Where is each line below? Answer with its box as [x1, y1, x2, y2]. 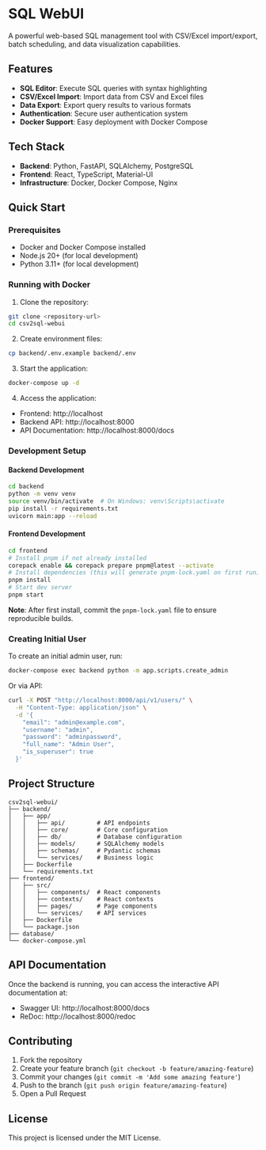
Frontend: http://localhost [19, 409, 103, 418]
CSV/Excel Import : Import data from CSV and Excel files [19, 92, 204, 101]
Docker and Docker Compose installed [19, 242, 146, 252]
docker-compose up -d [8, 379, 80, 387]
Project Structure [8, 777, 95, 790]
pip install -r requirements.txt [8, 505, 119, 512]
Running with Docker [8, 279, 91, 290]
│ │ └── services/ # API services [8, 908, 147, 917]
